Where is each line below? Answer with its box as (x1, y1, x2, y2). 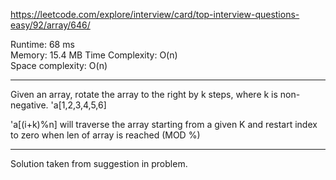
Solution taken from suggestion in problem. (10, 158, 188, 169)
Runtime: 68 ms (10, 39, 75, 50)
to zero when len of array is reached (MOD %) (10, 129, 201, 141)
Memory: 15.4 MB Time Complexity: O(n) (10, 49, 178, 61)
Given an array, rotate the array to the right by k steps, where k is (10, 89, 278, 100)
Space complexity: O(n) (10, 60, 108, 71)
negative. (10, 99, 49, 111)
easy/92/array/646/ (10, 19, 91, 31)
